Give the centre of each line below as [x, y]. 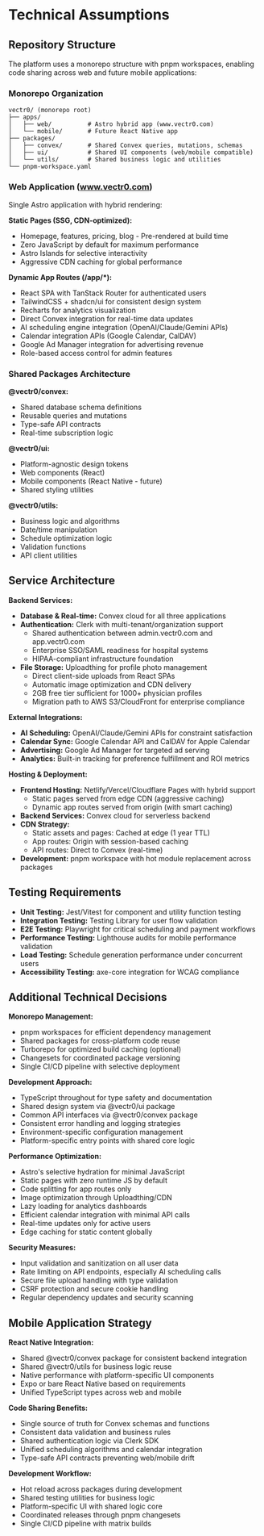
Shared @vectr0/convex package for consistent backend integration [134, 1358]
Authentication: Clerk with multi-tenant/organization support [122, 624]
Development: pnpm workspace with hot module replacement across [136, 858]
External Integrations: [45, 717]
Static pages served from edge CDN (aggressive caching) [128, 798]
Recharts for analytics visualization [78, 310]
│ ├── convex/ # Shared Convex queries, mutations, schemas [126, 146]
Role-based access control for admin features [96, 353]
